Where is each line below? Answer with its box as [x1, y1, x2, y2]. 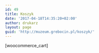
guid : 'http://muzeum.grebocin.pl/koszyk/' [5, 29, 95, 34]
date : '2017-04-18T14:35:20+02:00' [5, 16, 78, 21]
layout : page [5, 25, 32, 30]
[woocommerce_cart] [5, 43, 48, 48]
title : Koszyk [5, 12, 34, 16]
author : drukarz [5, 20, 38, 26]
